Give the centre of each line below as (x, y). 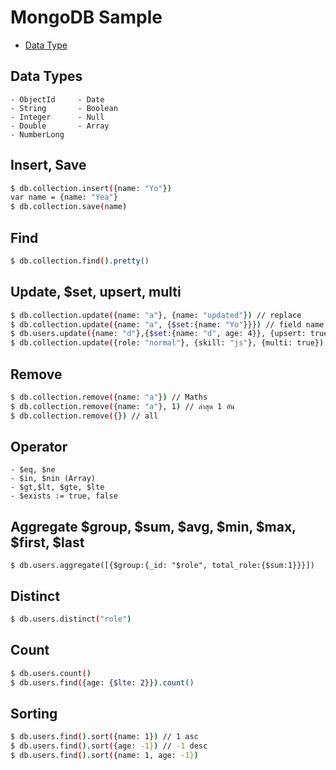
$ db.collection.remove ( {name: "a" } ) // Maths (109, 397)
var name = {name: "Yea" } (64, 197)
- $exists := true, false (64, 496)
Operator (39, 447)
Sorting (34, 713)
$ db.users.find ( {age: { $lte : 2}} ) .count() (102, 682)
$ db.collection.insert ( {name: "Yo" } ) (91, 188)
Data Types (46, 76)
